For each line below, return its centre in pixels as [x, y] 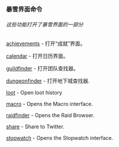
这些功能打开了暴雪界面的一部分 [45, 24]
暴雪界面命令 [24, 9]
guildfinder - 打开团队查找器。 [42, 69]
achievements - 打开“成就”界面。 [46, 44]
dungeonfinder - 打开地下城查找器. [48, 81]
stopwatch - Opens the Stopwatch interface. [59, 138]
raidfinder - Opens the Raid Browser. [50, 115]
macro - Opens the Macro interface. [50, 104]
